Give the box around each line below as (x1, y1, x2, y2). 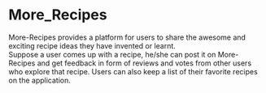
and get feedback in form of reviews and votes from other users (37, 58, 252, 68)
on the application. (8, 75, 72, 85)
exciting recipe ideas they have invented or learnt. (8, 40, 177, 50)
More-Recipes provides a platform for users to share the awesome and (8, 32, 246, 42)
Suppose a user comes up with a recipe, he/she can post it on (8, 49, 216, 59)
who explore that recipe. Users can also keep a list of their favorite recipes (8, 66, 258, 76)
